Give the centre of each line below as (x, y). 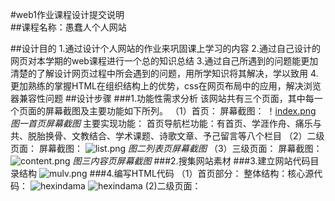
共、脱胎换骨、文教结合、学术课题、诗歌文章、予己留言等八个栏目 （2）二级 (167, 136)
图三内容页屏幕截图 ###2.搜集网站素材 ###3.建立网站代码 (191, 161)
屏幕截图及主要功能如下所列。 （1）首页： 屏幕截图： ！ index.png (180, 111)
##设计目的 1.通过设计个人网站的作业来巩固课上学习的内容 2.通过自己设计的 (165, 48)
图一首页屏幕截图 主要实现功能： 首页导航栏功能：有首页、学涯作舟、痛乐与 (166, 123)
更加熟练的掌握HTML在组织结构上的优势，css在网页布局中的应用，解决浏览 (166, 86)
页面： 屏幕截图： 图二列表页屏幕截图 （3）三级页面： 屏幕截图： (166, 148)
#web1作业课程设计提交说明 (67, 14)
